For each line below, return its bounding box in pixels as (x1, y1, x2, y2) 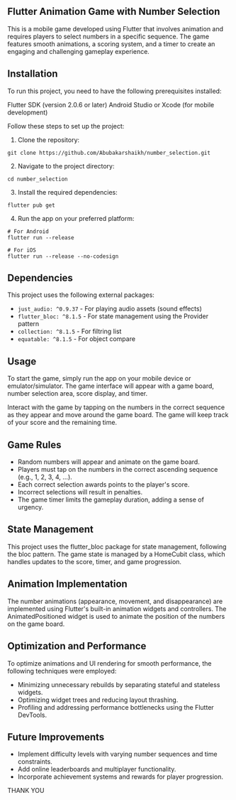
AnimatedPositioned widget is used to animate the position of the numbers (7, 612, 225, 620)
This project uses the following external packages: (7, 291, 154, 299)
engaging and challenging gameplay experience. (7, 47, 150, 55)
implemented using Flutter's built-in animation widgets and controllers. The (7, 604, 227, 613)
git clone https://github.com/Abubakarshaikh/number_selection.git (7, 149, 211, 156)
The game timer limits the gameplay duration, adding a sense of (17, 495, 204, 504)
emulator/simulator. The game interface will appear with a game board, (7, 382, 215, 390)
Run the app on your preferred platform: (17, 214, 135, 222)
